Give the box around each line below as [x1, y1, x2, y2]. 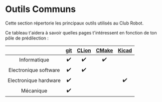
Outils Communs [5, 3, 76, 15]
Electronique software [8, 66, 60, 73]
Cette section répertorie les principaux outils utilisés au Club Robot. [5, 20, 144, 26]
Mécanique [20, 87, 47, 94]
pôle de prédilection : [5, 35, 49, 41]
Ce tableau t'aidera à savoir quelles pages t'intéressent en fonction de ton [5, 29, 157, 35]
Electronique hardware [7, 77, 61, 84]
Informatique [19, 56, 49, 63]
